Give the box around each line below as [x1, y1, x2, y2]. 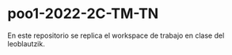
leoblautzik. [7, 38, 45, 48]
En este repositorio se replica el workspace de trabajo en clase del [7, 31, 225, 40]
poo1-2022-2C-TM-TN [7, 5, 159, 23]
